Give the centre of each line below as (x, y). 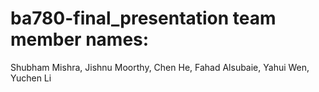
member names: (80, 39)
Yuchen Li (31, 78)
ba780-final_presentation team (143, 18)
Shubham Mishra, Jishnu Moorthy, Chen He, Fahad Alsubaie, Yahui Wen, (160, 67)
